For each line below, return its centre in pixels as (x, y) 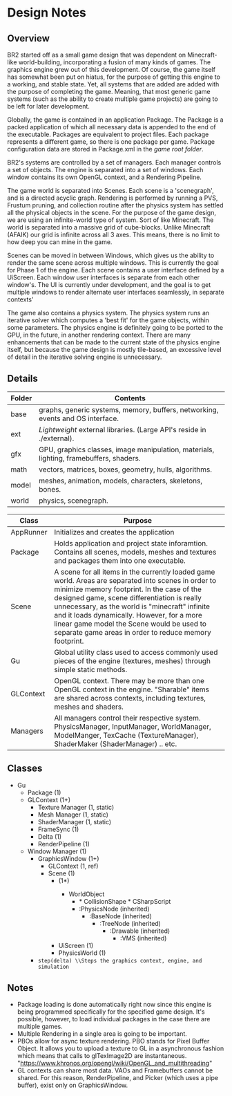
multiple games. (40, 1027)
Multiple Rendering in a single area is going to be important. (102, 1034)
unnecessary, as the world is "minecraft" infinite (132, 606)
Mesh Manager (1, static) (73, 815)
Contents (130, 398)
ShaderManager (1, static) (75, 821)
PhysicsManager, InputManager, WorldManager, (133, 726)
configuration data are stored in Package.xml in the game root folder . (105, 149)
